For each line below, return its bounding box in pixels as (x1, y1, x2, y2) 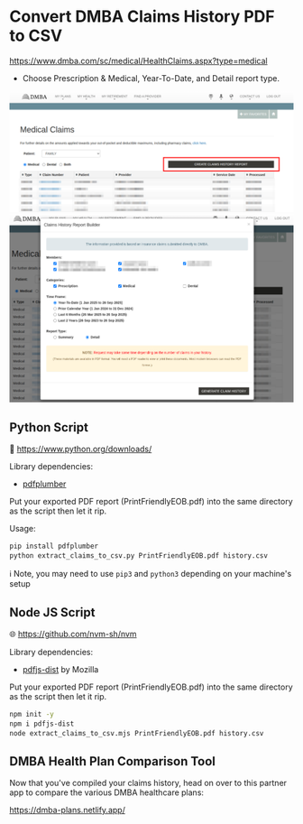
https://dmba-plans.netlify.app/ (9, 805, 126, 816)
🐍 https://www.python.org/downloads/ (9, 444, 152, 455)
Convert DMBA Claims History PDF (9, 6, 275, 27)
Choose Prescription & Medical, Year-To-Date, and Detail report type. (22, 72, 280, 83)
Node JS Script (9, 605, 96, 620)
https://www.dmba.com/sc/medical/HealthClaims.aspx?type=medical (9, 55, 268, 66)
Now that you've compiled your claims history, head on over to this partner (9, 778, 287, 789)
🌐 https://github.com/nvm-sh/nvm (9, 628, 137, 639)
